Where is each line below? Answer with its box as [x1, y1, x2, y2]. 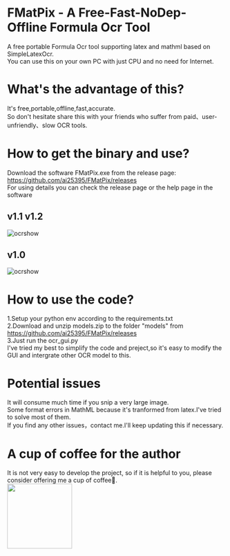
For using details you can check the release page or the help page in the [7, 183, 213, 192]
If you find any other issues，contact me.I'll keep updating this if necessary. [7, 421, 223, 429]
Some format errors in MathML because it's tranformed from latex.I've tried [7, 406, 222, 414]
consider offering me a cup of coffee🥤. [7, 476, 117, 485]
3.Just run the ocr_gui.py [7, 337, 78, 345]
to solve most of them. [7, 413, 71, 421]
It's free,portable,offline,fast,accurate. [7, 104, 115, 112]
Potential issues [7, 376, 102, 391]
